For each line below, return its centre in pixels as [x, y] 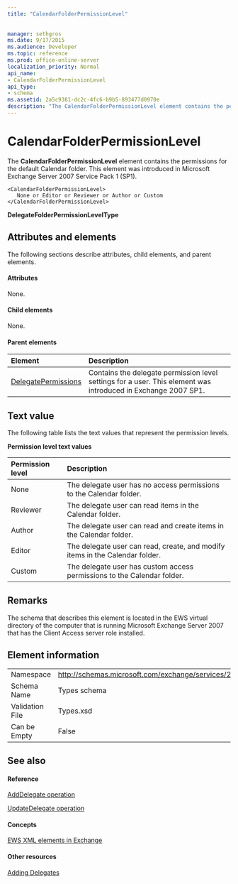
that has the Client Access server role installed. [76, 633]
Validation [27, 706]
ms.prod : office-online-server [53, 60]
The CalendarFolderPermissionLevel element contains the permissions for [118, 161]
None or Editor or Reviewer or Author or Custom [90, 195]
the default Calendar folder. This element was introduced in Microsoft [109, 168]
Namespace [31, 674]
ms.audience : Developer [42, 47]
